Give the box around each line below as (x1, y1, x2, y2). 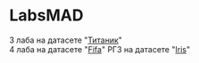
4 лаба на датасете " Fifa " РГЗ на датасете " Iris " (9, 43, 190, 54)
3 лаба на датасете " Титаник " (9, 35, 123, 45)
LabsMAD (9, 5, 84, 26)
